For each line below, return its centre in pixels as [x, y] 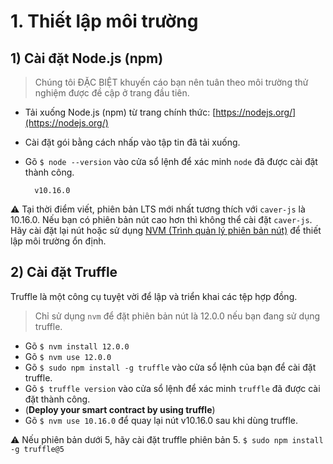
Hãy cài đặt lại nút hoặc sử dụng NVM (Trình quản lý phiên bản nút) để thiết [166, 230]
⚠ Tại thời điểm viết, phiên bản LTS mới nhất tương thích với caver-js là [158, 209]
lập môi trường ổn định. [58, 241]
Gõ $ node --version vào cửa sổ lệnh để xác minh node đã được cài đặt [171, 161]
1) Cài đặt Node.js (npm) [87, 58]
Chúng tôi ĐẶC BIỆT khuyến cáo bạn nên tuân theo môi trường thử [171, 82]
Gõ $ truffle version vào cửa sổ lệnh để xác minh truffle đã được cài [172, 388]
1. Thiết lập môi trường [104, 21]
